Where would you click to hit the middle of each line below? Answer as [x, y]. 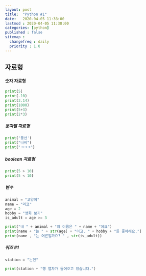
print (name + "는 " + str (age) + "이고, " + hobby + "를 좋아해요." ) [73, 231]
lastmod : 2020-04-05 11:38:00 [37, 23]
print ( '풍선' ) [18, 138]
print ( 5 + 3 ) [16, 110]
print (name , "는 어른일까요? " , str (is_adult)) [54, 236]
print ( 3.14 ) [17, 100]
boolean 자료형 [20, 159]
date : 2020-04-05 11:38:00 [35, 19]
